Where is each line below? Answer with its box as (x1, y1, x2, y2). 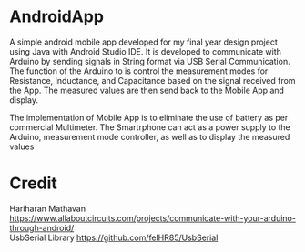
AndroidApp (9, 6, 105, 27)
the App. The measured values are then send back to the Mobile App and (9, 85, 285, 96)
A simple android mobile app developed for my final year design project (9, 36, 278, 47)
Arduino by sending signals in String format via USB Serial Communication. (9, 55, 290, 66)
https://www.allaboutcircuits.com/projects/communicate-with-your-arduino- (9, 212, 296, 224)
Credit (9, 173, 57, 194)
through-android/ (9, 222, 75, 233)
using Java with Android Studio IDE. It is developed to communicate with (9, 45, 282, 56)
